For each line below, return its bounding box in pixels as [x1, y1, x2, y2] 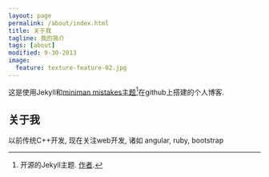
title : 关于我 [8, 26, 52, 34]
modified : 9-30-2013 [8, 49, 78, 57]
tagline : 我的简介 [8, 34, 66, 42]
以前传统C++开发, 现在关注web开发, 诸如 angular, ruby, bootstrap [8, 135, 224, 145]
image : [8, 57, 30, 65]
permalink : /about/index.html [8, 19, 110, 27]
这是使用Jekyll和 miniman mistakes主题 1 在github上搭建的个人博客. [8, 86, 225, 97]
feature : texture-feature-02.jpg [15, 64, 127, 72]
